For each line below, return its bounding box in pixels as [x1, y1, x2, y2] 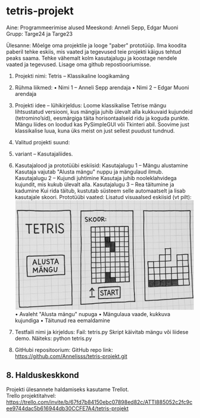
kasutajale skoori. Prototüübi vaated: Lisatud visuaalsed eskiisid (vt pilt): [14, 193, 192, 200]
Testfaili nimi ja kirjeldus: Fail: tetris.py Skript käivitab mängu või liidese [14, 329, 189, 336]
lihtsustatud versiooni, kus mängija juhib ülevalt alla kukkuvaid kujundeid [14, 108, 193, 115]
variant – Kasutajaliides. [14, 150, 73, 157]
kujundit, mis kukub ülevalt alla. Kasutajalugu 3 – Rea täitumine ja [14, 181, 174, 188]
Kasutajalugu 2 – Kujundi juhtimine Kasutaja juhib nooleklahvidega [14, 174, 177, 181]
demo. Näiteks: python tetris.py [14, 335, 92, 342]
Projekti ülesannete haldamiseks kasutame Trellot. [6, 386, 129, 393]
